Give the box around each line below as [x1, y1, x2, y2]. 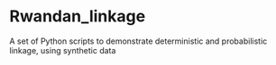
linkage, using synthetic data [9, 45, 116, 55]
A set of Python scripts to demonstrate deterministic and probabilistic [9, 36, 268, 46]
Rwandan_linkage [9, 6, 146, 27]
